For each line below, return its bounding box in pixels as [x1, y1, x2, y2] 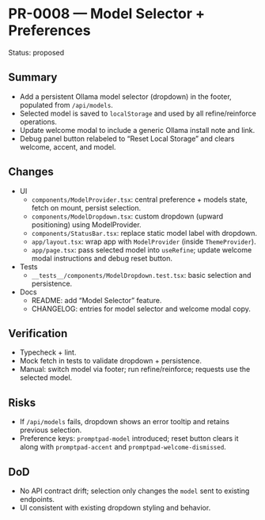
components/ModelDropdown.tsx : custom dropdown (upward [31, 211, 224, 221]
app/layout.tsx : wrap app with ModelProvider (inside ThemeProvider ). [31, 237, 256, 246]
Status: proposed [8, 47, 65, 57]
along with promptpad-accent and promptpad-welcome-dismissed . [19, 442, 227, 452]
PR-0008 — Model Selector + [8, 5, 206, 23]
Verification [8, 326, 68, 340]
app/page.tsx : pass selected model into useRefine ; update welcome [31, 245, 252, 254]
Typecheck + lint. [19, 347, 77, 357]
